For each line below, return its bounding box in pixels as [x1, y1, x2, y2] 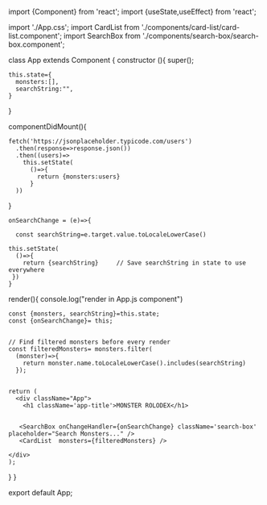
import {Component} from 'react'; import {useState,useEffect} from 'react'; [8, 7, 257, 16]
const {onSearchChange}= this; [8, 317, 113, 325]
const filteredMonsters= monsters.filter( [8, 345, 153, 353]
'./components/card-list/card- [141, 23, 240, 31]
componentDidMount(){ [8, 122, 87, 131]
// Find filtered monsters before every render [8, 338, 171, 346]
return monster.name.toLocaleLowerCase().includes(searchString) [23, 359, 247, 367]
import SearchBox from [64, 31, 141, 40]
